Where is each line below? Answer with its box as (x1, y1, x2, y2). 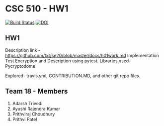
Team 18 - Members (5, 87, 68, 96)
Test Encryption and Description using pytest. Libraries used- (5, 58, 131, 64)
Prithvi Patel (12, 116, 37, 122)
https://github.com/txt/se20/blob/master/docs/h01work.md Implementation (5, 52, 159, 58)
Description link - (5, 47, 41, 53)
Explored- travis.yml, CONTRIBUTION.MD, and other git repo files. (5, 73, 141, 79)
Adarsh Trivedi (12, 100, 43, 106)
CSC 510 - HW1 (5, 3, 69, 14)
